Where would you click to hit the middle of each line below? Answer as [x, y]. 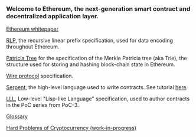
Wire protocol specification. [40, 76]
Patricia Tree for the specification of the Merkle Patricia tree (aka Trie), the [97, 58]
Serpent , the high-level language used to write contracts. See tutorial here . [97, 87]
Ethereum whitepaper [32, 29]
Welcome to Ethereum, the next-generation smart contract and [98, 9]
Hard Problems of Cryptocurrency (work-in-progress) [71, 128]
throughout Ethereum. [33, 47]
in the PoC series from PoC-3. [43, 105]
